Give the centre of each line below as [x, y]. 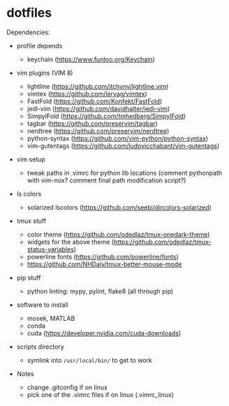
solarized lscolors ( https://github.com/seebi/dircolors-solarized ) [119, 207]
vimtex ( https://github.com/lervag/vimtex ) [87, 94]
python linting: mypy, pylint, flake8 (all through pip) [100, 291]
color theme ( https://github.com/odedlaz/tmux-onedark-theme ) [118, 234]
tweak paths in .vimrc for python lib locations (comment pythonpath [125, 173]
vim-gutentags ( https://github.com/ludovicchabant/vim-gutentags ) [123, 145]
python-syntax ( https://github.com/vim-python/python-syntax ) [118, 138]
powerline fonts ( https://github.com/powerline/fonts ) [103, 256]
